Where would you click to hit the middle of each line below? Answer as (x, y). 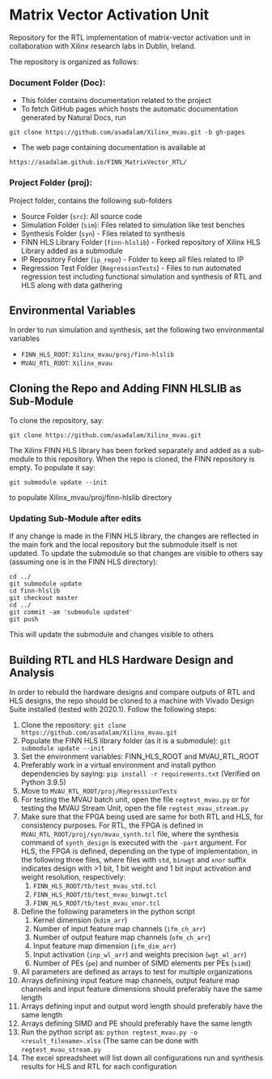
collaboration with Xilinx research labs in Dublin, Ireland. (103, 45)
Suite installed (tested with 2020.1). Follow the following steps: (113, 709)
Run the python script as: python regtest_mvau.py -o (109, 1032)
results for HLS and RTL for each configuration (99, 1067)
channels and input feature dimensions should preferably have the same (141, 989)
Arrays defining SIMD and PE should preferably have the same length (136, 1024)
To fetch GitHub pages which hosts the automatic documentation (130, 109)
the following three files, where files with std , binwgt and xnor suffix (134, 860)
